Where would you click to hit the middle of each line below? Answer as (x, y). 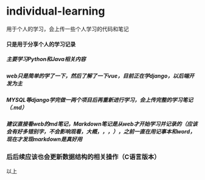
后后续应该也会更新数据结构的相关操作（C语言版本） (83, 157)
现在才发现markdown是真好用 (44, 139)
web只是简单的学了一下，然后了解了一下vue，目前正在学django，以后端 (98, 76)
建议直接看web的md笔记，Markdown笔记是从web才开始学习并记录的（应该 (102, 124)
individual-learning (56, 11)
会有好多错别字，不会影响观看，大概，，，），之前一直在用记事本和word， (101, 132)
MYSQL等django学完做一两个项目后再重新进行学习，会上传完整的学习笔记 (100, 99)
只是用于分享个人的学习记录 (41, 44)
